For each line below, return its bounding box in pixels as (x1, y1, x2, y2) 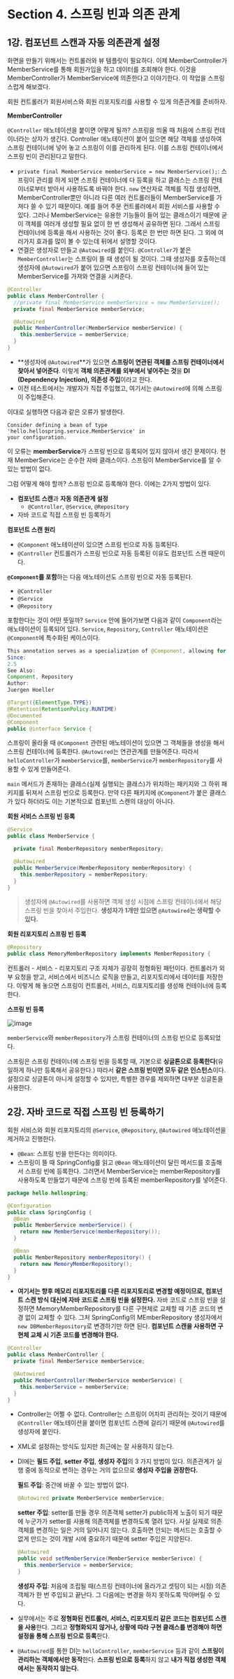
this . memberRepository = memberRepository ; (20, 871, 149, 878)
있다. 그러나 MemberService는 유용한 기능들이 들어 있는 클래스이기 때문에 (17, 211, 220, 219)
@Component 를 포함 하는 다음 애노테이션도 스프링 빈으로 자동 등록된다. (7, 572, 193, 581)
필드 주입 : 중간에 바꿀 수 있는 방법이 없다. (17, 1481, 129, 1489)
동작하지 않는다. (36, 1664, 79, 1672)
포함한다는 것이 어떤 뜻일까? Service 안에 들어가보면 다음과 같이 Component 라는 (7, 615, 223, 624)
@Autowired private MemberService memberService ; (17, 1495, 166, 1502)
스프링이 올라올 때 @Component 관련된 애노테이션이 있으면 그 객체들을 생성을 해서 (7, 739, 225, 747)
